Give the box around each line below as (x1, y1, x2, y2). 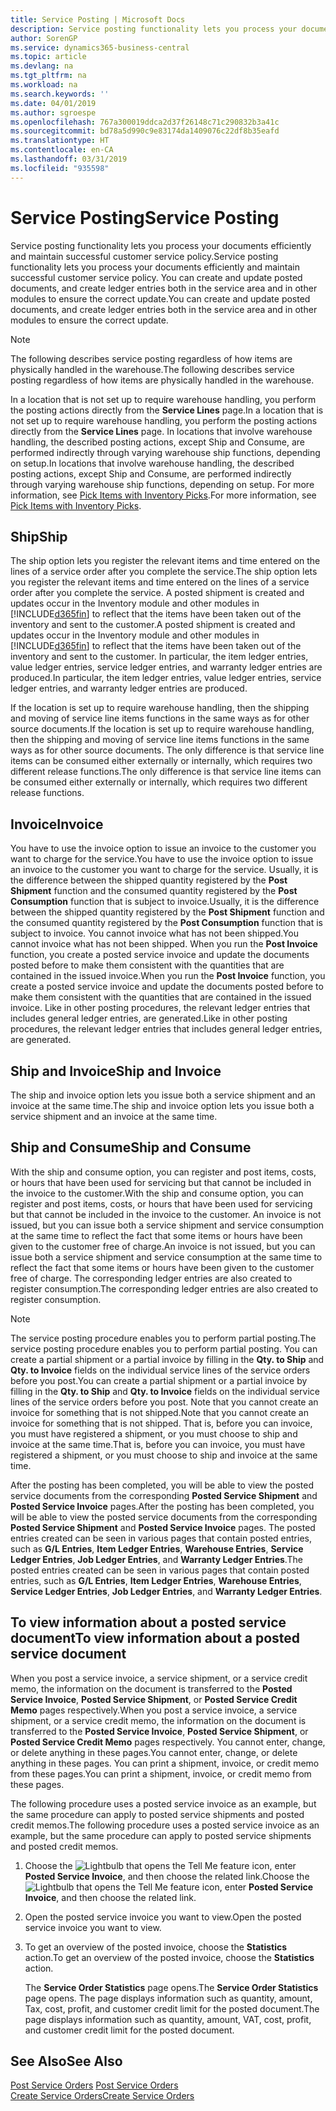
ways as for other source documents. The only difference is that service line (10, 744, 325, 756)
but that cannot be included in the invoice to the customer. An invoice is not (10, 1208, 322, 1220)
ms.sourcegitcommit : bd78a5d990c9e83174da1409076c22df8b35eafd (10, 126, 280, 136)
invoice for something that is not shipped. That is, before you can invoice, (10, 1417, 313, 1429)
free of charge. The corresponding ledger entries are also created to (10, 1272, 293, 1284)
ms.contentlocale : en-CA (10, 145, 114, 155)
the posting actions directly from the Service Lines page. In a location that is (10, 404, 324, 416)
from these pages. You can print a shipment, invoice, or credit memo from (10, 1767, 312, 1780)
